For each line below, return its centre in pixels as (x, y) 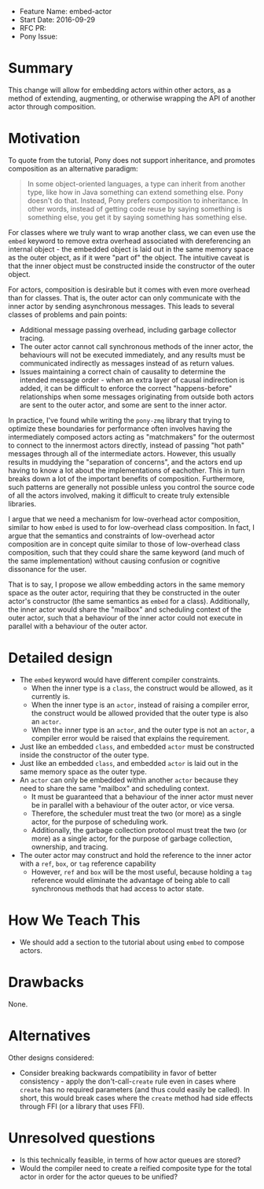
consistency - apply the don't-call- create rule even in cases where (128, 1081)
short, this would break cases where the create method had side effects (136, 1098)
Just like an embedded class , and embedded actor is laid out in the (129, 763)
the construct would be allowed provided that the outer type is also (140, 713)
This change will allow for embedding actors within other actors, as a (120, 90)
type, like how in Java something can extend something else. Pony (135, 192)
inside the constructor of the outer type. (84, 755)
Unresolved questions (82, 1137)
